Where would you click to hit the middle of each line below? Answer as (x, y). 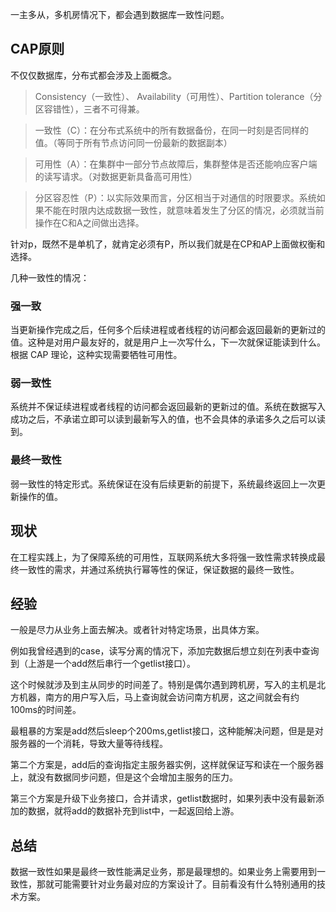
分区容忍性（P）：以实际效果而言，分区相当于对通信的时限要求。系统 (175, 197)
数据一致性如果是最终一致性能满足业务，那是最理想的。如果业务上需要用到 (163, 872)
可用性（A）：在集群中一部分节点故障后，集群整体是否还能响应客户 (171, 164)
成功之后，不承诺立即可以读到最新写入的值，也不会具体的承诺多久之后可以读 (168, 419)
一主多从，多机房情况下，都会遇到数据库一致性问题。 (120, 14)
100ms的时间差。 (46, 710)
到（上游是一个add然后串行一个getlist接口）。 (103, 664)
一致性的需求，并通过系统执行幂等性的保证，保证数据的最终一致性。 (159, 569)
